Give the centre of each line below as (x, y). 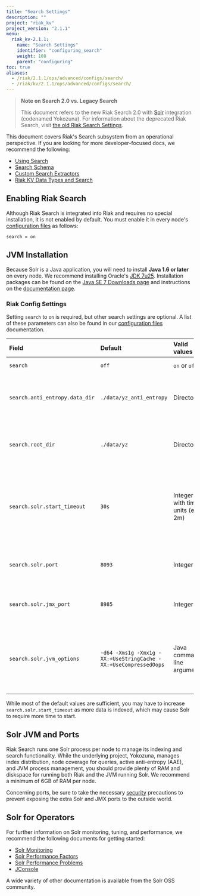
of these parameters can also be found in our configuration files (85, 323)
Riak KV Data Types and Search (54, 180)
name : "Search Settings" (48, 45)
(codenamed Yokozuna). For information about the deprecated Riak (103, 119)
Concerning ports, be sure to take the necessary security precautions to (95, 792)
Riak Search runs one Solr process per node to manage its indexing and (94, 749)
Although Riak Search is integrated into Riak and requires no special (89, 213)
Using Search (32, 161)
